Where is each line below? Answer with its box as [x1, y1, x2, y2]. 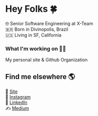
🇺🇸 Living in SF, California [5, 32, 62, 38]
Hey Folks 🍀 [5, 3, 57, 15]
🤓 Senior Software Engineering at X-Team [5, 20, 93, 26]
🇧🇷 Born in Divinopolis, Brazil [5, 26, 68, 32]
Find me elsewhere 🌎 [5, 72, 76, 81]
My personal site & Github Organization [5, 57, 88, 63]
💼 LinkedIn [5, 100, 28, 106]
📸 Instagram [5, 94, 31, 100]
